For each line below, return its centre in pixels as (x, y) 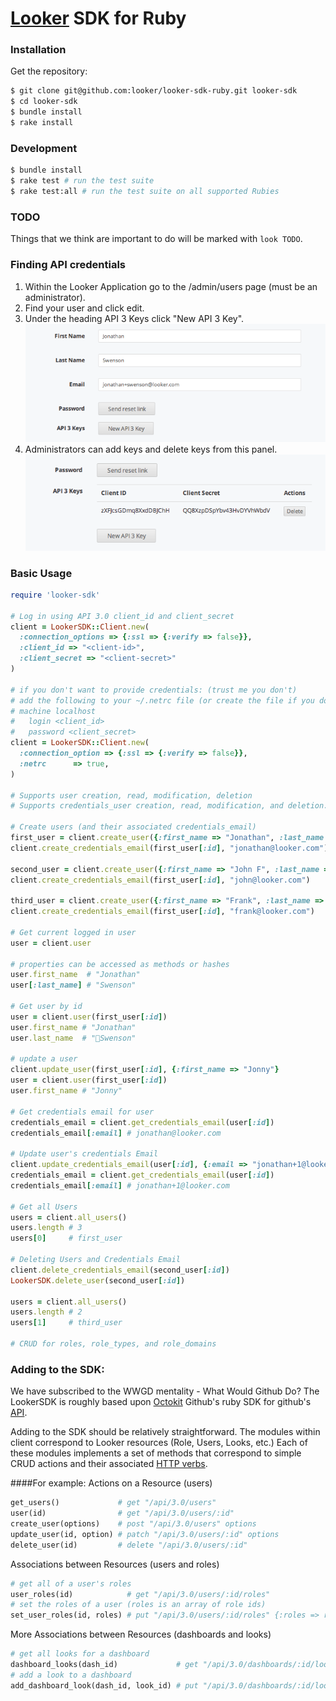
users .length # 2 (46, 1312)
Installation (38, 50)
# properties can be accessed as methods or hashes (120, 964)
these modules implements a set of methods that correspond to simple (156, 1453)
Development (44, 148)
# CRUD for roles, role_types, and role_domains (113, 1344)
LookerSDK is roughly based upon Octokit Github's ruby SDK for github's (161, 1402)
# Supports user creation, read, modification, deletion (131, 795)
